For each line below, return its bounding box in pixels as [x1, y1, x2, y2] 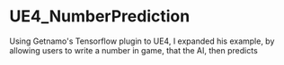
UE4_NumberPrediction [9, 6, 191, 27]
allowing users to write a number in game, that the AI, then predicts [9, 45, 258, 55]
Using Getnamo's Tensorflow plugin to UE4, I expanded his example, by [9, 36, 275, 46]
